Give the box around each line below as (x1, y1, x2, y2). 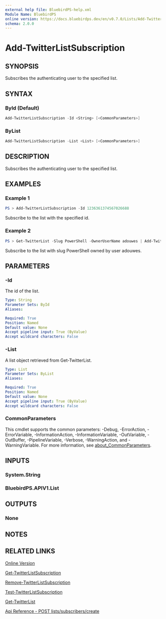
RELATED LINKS (5, 547, 55, 556)
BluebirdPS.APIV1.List (5, 485, 59, 492)
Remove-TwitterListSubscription (5, 579, 71, 585)
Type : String (5, 298, 32, 303)
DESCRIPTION (5, 152, 49, 161)
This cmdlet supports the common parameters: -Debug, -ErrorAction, (5, 426, 147, 432)
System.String (5, 471, 41, 478)
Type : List (5, 367, 28, 372)
